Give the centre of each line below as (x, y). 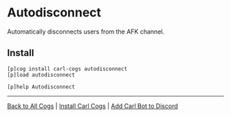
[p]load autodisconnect (41, 75)
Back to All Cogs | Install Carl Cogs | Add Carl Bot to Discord (92, 106)
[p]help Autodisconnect (41, 87)
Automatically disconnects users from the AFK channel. (86, 31)
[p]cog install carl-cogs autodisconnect (67, 69)
